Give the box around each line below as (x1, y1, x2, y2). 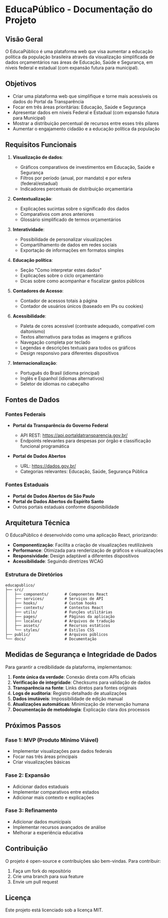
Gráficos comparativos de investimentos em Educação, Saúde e (20, 164, 155, 170)
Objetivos (5, 79, 37, 88)
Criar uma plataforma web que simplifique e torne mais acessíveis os (12, 93, 158, 99)
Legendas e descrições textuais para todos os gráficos (20, 344, 136, 351)
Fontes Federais (5, 411, 46, 418)
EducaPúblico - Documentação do (5, 4, 153, 15)
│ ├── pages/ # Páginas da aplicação (5, 614, 115, 619)
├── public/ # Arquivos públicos (5, 632, 108, 637)
